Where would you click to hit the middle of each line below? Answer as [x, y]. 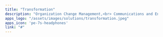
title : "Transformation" [30, 9]
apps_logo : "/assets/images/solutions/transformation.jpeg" [67, 18]
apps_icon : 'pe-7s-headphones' [37, 23]
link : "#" [15, 27]
